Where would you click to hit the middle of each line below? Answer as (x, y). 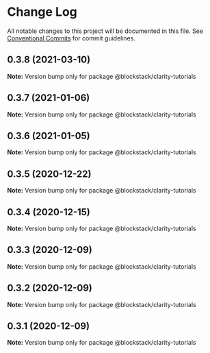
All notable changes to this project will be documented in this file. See (105, 31)
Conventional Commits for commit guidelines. (71, 38)
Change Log (42, 12)
